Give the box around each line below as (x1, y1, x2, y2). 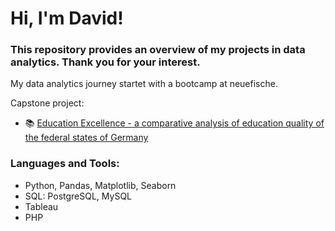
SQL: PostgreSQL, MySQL (24, 190, 133, 202)
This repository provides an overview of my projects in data (10, 43, 306, 57)
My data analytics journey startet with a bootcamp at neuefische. (10, 78, 278, 90)
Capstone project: (10, 97, 85, 109)
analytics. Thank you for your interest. (10, 55, 201, 69)
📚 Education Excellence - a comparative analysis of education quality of (24, 117, 325, 129)
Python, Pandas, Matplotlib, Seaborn (24, 179, 177, 191)
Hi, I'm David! (10, 7, 124, 30)
